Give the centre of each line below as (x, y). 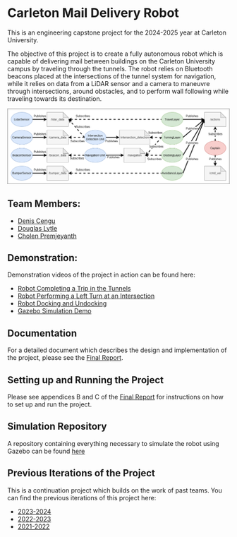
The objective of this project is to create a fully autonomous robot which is (115, 54)
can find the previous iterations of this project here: (82, 497)
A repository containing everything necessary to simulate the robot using (114, 443)
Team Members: (44, 204)
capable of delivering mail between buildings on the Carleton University (111, 61)
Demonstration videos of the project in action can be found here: (101, 275)
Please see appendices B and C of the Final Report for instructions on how (115, 397)
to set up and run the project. (50, 404)
